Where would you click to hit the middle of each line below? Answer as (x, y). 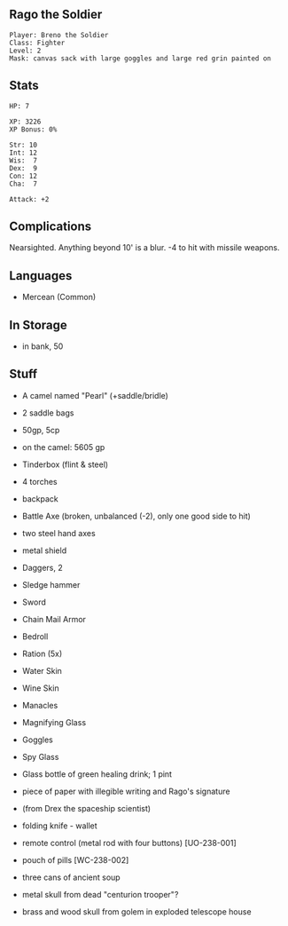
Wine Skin (40, 688)
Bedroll (35, 636)
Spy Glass (40, 756)
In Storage (39, 324)
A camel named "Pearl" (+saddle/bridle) (95, 395)
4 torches (39, 481)
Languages (41, 276)
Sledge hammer (51, 584)
